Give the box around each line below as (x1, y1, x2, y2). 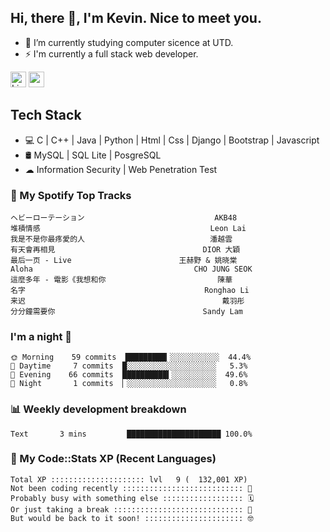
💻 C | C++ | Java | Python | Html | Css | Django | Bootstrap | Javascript (24, 134, 320, 146)
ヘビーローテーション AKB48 (10, 212, 238, 223)
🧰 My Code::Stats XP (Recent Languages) (10, 452, 217, 466)
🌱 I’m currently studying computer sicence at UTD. (24, 36, 234, 48)
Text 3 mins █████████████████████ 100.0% (10, 429, 253, 439)
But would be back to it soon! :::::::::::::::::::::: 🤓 (10, 513, 254, 523)
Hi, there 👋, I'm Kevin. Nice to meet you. (10, 10, 262, 27)
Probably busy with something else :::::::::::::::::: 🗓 (10, 493, 255, 503)
